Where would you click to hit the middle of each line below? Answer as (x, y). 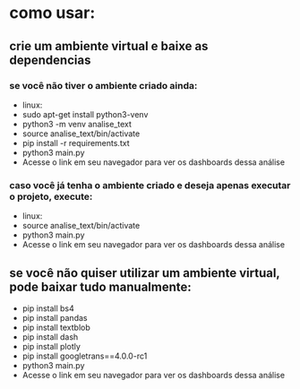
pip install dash (50, 337)
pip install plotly (51, 346)
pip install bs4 (48, 308)
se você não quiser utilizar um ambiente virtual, (145, 273)
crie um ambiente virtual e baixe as (109, 46)
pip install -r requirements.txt (76, 143)
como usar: (52, 13)
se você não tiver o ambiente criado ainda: (103, 85)
